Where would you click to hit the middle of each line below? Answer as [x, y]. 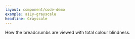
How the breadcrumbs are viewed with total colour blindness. [68, 33]
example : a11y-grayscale [31, 14]
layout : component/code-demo [35, 10]
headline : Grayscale [26, 19]
